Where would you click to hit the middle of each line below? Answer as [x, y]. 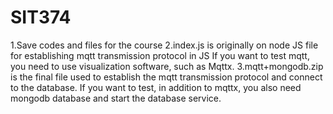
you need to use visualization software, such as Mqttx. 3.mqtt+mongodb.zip [167, 66]
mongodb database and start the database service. [116, 98]
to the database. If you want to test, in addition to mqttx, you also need [156, 87]
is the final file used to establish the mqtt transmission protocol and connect [166, 77]
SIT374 [41, 17]
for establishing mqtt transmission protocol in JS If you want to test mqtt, [160, 55]
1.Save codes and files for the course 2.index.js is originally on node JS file [164, 45]
